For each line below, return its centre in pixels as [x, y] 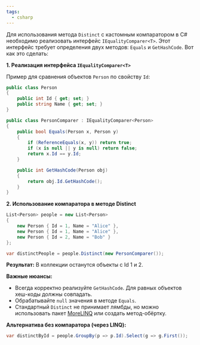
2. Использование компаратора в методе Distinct [71, 204]
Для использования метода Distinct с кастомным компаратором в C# [97, 34]
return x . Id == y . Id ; [55, 154]
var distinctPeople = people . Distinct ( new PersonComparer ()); [85, 254]
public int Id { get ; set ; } [53, 99]
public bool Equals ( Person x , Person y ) [68, 132]
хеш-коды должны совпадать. [53, 294]
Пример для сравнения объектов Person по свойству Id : [78, 77]
